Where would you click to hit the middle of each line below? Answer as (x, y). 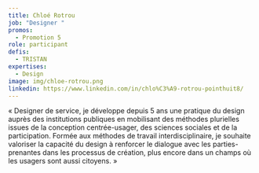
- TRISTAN (31, 60)
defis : (19, 52)
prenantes (25, 153)
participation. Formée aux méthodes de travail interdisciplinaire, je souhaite (129, 136)
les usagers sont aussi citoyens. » (63, 161)
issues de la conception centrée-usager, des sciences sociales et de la (123, 127)
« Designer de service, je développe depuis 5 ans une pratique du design (126, 111)
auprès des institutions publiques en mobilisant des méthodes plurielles (124, 120)
